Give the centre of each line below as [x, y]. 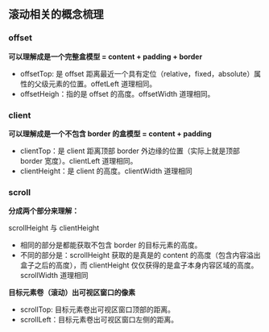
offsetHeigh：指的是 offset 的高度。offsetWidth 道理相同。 [117, 93]
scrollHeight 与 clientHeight [54, 228]
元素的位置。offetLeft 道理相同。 [102, 84]
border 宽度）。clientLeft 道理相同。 [79, 160]
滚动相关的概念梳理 [56, 15]
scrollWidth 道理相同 [54, 276]
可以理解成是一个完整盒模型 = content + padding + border [106, 56]
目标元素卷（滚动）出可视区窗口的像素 [72, 293]
